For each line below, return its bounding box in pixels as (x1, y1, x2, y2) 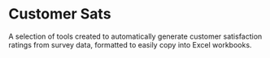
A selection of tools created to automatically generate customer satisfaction (8, 31, 263, 41)
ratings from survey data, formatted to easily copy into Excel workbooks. (8, 39, 252, 49)
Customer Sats (8, 5, 111, 23)
